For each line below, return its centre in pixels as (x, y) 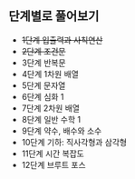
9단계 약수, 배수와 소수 (62, 131)
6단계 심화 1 (43, 96)
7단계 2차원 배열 (51, 108)
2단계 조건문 (43, 51)
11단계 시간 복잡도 (53, 154)
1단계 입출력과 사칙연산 (62, 40)
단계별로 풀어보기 (54, 16)
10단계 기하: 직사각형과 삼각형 (74, 142)
